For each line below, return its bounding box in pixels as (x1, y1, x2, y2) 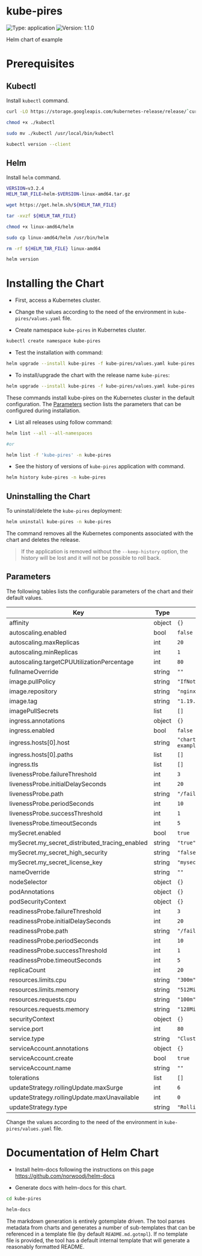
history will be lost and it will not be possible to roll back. (20, 554, 161, 561)
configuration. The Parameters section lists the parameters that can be (6, 400, 182, 407)
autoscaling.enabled (9, 628, 67, 636)
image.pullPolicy (9, 677, 56, 685)
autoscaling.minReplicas (9, 648, 78, 656)
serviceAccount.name (9, 1064, 71, 1072)
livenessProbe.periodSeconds (9, 799, 94, 808)
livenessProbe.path (9, 790, 64, 798)
